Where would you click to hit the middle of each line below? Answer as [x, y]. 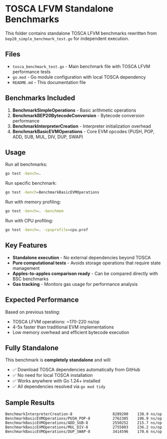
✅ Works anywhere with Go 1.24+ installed [56, 381]
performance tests [31, 72]
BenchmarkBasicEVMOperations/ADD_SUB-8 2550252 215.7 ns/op [84, 423]
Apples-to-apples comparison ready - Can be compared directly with [85, 273]
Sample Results [30, 403]
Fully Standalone [32, 348]
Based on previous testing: [33, 312]
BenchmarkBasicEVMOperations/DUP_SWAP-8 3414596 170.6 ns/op [84, 432]
